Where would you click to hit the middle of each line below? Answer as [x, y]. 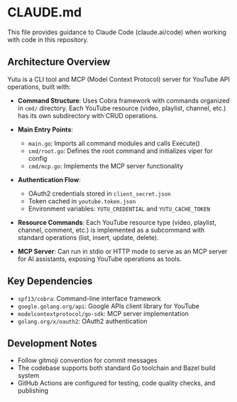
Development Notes [52, 343]
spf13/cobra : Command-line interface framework [89, 298]
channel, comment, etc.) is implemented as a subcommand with [111, 230]
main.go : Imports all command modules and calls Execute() [114, 143]
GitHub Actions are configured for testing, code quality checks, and [116, 383]
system [28, 376]
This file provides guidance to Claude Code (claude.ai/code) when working [117, 32]
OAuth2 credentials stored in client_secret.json [100, 194]
